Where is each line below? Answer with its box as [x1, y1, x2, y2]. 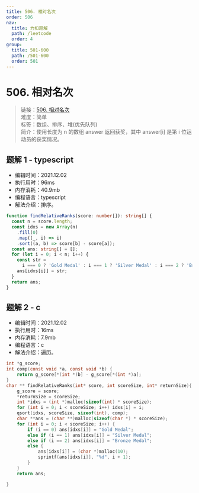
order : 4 [11, 36, 33, 42]
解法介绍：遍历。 [14, 349, 57, 356]
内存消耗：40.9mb [14, 186, 60, 194]
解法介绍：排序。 [14, 201, 57, 208]
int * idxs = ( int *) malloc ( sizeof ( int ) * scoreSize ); [17, 399, 152, 405]
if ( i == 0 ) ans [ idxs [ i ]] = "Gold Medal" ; [27, 427, 134, 433]
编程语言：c [14, 341, 44, 349]
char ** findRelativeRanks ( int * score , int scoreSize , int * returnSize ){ [6, 382, 192, 388]
